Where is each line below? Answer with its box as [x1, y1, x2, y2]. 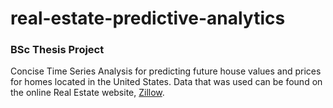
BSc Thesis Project [10, 43, 105, 57]
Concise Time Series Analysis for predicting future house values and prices [10, 65, 322, 77]
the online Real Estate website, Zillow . [10, 87, 165, 99]
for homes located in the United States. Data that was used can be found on [10, 76, 323, 88]
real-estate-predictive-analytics [10, 7, 286, 30]
